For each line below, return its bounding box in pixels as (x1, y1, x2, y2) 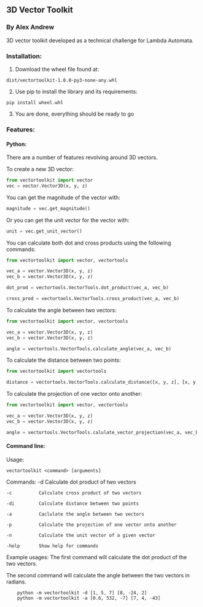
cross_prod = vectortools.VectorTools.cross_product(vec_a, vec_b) (6, 296, 180, 302)
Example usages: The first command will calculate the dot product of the (6, 553, 187, 560)
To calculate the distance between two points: (6, 356, 121, 364)
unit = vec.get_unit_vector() (6, 228, 83, 234)
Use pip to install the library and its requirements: (14, 88, 138, 95)
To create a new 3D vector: (6, 166, 74, 173)
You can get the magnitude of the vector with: (6, 194, 121, 201)
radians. (6, 578, 27, 585)
